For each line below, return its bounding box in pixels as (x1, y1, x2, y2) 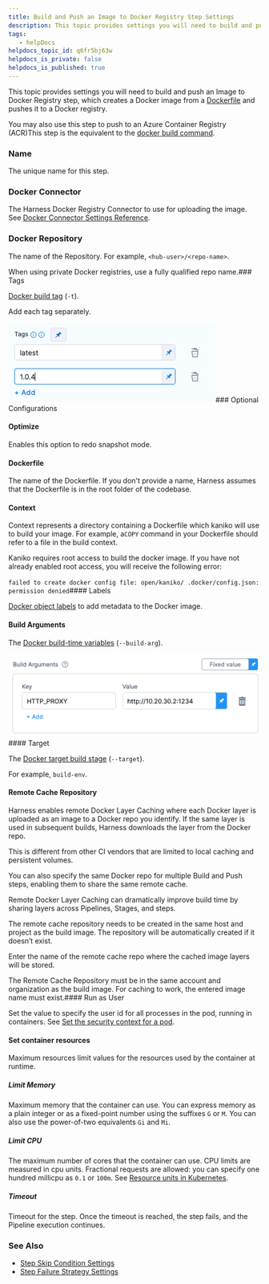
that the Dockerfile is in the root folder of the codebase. (8, 484, 192, 494)
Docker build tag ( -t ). (8, 291, 79, 300)
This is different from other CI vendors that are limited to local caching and (8, 846, 255, 856)
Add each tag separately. (8, 306, 91, 316)
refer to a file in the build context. (8, 538, 118, 548)
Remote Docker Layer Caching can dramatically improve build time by (8, 895, 239, 904)
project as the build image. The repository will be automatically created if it (8, 927, 255, 937)
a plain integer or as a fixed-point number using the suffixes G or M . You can (8, 1109, 256, 1119)
